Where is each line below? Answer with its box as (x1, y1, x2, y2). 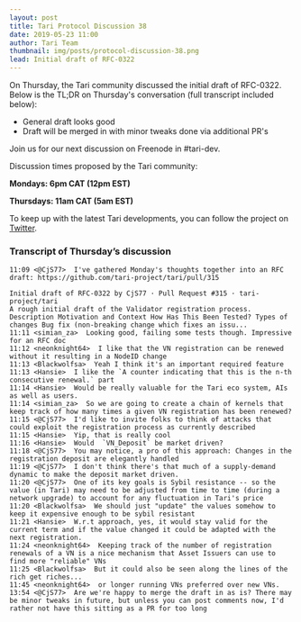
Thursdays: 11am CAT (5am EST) (9, 195, 133, 206)
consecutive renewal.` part (9, 375, 115, 385)
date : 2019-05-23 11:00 (9, 30, 99, 39)
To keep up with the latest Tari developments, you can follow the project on (9, 213, 288, 223)
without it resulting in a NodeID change (9, 352, 168, 361)
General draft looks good (22, 116, 115, 127)
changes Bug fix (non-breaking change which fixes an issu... (9, 320, 248, 329)
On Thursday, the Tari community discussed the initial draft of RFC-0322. (9, 80, 282, 90)
